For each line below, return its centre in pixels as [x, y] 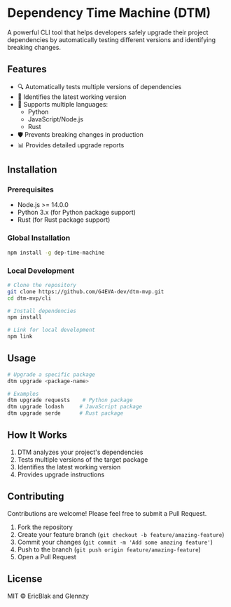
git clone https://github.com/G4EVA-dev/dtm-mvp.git [86, 292]
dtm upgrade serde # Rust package [65, 413]
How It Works [37, 435]
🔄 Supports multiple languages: [63, 104]
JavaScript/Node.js [56, 119]
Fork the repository [45, 527]
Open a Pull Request [47, 556]
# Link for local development [51, 330]
